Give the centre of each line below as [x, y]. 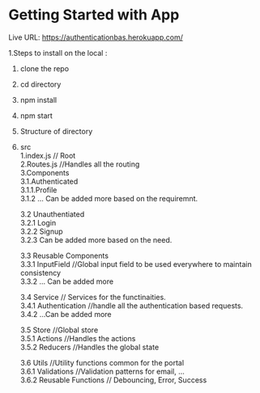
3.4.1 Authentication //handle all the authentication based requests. [132, 306]
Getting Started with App [94, 15]
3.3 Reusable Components [64, 256]
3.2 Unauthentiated [52, 214]
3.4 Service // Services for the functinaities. [93, 297]
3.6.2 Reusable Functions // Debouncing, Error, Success [113, 380]
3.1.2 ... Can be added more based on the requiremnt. [109, 198]
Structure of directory [56, 131]
